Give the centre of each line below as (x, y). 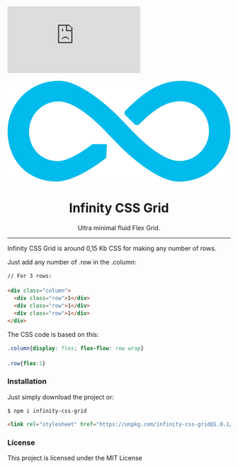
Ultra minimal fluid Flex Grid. (119, 227)
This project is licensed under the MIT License (75, 458)
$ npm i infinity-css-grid (47, 411)
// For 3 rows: (30, 276)
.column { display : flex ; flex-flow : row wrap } (75, 348)
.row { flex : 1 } (27, 363)
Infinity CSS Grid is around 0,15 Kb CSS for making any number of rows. (112, 248)
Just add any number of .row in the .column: (72, 262)
